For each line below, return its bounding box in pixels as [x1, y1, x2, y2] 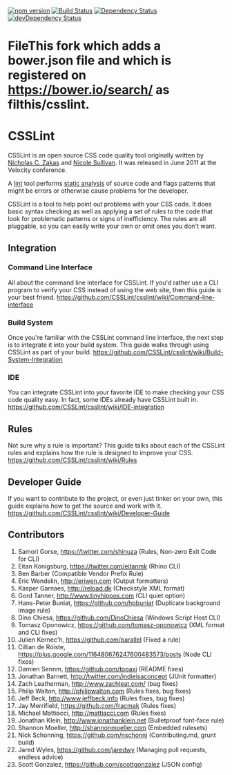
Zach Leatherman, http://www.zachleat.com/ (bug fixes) [17, 679, 178, 687]
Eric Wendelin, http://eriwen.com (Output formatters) [17, 577, 168, 585]
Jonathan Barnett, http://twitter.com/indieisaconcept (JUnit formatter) [17, 672, 217, 680]
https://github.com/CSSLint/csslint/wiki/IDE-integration [8, 403, 165, 411]
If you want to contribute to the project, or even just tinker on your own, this [8, 495, 223, 503]
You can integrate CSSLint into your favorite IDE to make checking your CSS [8, 388, 224, 396]
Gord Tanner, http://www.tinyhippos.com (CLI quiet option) [17, 591, 186, 600]
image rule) [17, 606, 51, 614]
